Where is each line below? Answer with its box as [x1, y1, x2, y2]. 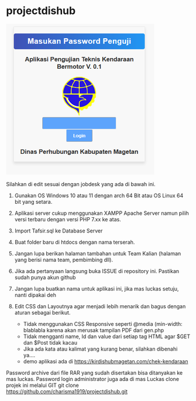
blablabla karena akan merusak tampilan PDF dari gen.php [23, 326, 164, 333]
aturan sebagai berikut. [14, 309, 71, 316]
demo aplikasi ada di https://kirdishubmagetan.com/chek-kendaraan [23, 358, 188, 365]
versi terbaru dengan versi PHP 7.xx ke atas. [14, 215, 122, 223]
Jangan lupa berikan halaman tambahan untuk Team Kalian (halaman [14, 250, 181, 257]
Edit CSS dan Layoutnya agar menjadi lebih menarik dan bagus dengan [14, 302, 186, 309]
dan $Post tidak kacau [23, 339, 78, 346]
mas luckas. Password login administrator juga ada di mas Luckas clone [6, 375, 180, 382]
